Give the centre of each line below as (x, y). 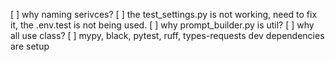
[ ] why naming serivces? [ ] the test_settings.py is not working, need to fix (164, 14)
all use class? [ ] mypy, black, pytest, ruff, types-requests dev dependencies (167, 35)
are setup (30, 46)
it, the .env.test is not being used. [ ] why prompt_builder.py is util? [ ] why (162, 25)
